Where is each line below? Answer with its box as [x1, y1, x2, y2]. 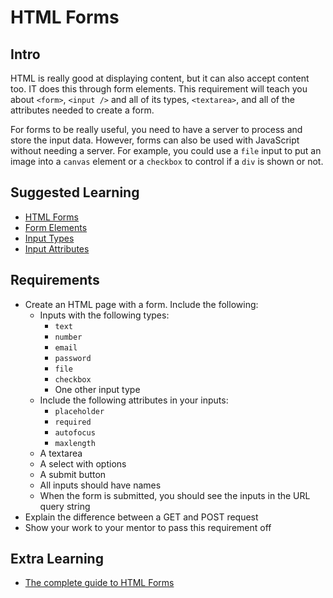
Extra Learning [10, 551, 104, 568]
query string [39, 500, 91, 512]
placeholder [54, 406, 105, 416]
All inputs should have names [39, 479, 162, 491]
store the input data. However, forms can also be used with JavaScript [10, 134, 300, 146]
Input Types [24, 232, 75, 244]
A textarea [39, 447, 83, 459]
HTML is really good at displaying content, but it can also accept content [10, 72, 310, 84]
